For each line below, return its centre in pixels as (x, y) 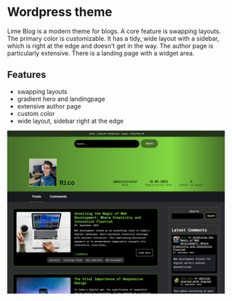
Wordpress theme (60, 12)
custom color (36, 113)
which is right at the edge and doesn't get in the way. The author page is (110, 46)
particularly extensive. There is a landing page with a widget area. (101, 53)
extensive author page (49, 106)
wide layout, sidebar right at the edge (70, 121)
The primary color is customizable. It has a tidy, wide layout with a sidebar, (113, 38)
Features (27, 75)
